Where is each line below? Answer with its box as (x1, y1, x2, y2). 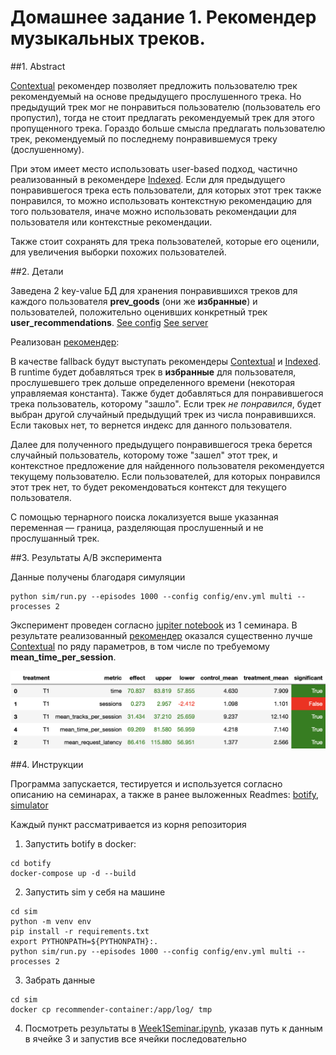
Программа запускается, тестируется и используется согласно (10, 778, 283, 790)
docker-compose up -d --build (10, 869, 137, 879)
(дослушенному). (10, 143, 85, 155)
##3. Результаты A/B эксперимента (10, 551, 163, 563)
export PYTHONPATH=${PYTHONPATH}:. (10, 937, 159, 947)
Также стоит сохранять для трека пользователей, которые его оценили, (10, 235, 320, 247)
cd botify (10, 859, 52, 869)
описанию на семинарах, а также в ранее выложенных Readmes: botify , (10, 789, 320, 801)
